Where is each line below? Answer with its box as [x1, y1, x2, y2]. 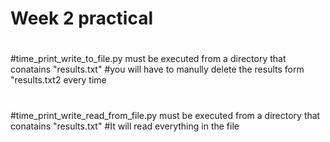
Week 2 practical [10, 7, 153, 30]
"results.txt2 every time [10, 74, 107, 86]
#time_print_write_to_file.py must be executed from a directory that [10, 53, 287, 65]
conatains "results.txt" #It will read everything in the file [10, 120, 240, 132]
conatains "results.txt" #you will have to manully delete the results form [10, 63, 305, 76]
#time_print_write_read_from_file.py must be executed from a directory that [10, 109, 321, 121]
